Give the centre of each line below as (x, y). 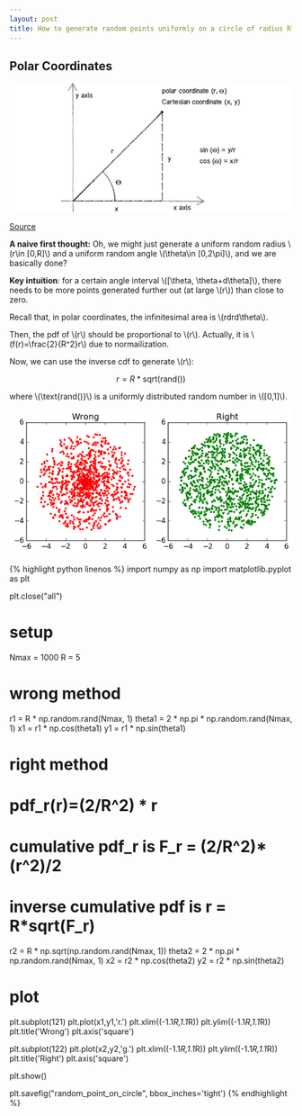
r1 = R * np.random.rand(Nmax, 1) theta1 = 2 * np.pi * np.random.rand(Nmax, (151, 718)
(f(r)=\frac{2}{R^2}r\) (48, 344)
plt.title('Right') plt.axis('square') (69, 1058)
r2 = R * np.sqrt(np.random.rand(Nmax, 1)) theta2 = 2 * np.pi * (125, 951)
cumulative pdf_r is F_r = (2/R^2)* (138, 847)
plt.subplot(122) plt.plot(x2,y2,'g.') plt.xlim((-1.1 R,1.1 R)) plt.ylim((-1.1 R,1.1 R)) (144, 1049)
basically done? (38, 263)
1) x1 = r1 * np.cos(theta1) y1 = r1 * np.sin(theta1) (98, 728)
